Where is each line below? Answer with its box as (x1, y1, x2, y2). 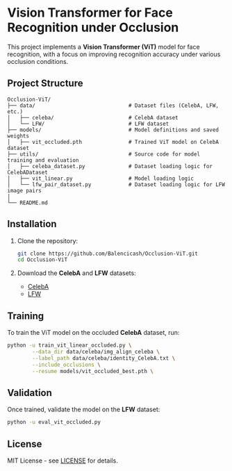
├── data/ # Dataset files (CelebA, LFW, (7, 102, 219, 109)
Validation (7, 387, 52, 399)
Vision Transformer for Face (7, 5, 174, 21)
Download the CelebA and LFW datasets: (17, 269, 137, 277)
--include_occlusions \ (32, 361, 101, 368)
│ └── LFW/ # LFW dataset (7, 120, 169, 127)
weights (7, 132, 30, 140)
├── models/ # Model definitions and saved (7, 126, 219, 133)
